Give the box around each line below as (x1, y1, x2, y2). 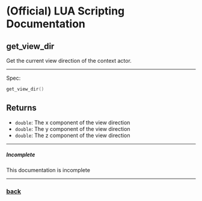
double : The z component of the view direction (14, 132, 130, 139)
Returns (6, 103, 37, 113)
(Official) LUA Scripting (6, 4, 125, 18)
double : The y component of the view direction (14, 125, 130, 132)
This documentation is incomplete (6, 166, 90, 173)
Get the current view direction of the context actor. (6, 57, 132, 64)
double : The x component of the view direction (14, 119, 130, 126)
